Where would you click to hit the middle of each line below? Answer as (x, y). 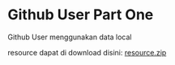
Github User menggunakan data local (70, 37)
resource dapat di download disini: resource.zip (87, 52)
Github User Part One (81, 15)
